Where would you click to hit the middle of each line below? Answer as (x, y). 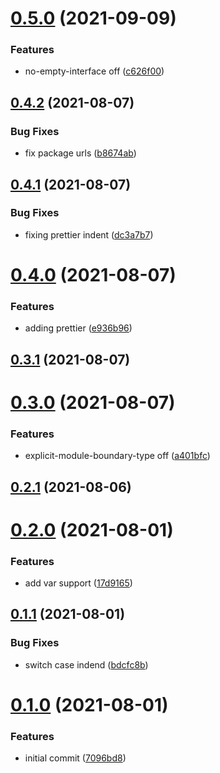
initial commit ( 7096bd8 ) (75, 758)
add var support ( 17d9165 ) (78, 583)
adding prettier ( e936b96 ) (78, 328)
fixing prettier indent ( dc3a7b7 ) (89, 234)
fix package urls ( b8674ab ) (80, 153)
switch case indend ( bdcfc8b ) (86, 664)
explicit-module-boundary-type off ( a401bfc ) (117, 456)
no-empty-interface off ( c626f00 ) (94, 71)
